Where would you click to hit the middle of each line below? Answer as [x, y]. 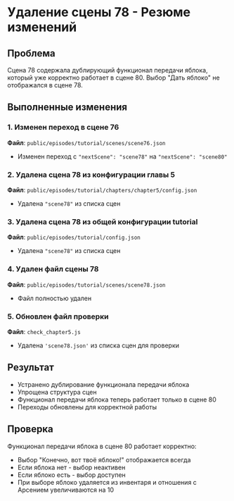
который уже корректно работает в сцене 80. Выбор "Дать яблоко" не [113, 78]
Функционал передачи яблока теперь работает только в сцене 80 [117, 400]
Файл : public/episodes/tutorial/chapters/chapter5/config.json [102, 190]
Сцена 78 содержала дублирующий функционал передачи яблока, [108, 70]
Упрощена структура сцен [57, 392]
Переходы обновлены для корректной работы [87, 407]
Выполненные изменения [67, 107]
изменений [42, 27]
